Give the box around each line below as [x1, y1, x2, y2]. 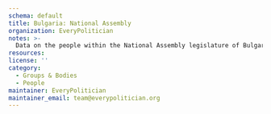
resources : [8, 49, 45, 57]
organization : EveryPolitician [8, 26, 114, 35]
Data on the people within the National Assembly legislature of [15, 42, 240, 50]
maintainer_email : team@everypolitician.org [8, 94, 161, 102]
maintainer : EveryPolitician [8, 86, 106, 95]
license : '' [8, 57, 48, 65]
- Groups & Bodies [15, 71, 78, 79]
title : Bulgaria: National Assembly [8, 19, 131, 27]
